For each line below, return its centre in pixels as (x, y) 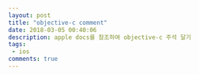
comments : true (33, 59)
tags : (17, 45)
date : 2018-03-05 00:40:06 (53, 30)
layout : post (30, 15)
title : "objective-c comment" (58, 23)
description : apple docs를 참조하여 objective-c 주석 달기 (100, 37)
